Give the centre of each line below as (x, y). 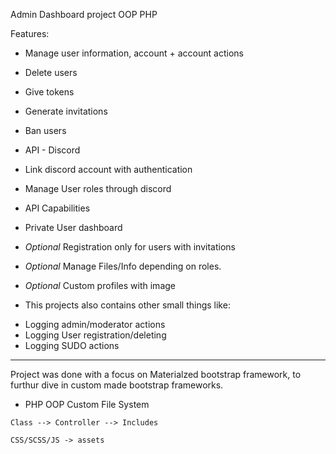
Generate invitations (66, 111)
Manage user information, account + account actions (134, 53)
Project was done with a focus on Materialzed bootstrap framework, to (156, 374)
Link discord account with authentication (108, 169)
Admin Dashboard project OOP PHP (84, 14)
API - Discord (52, 150)
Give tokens (49, 92)
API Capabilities (57, 208)
